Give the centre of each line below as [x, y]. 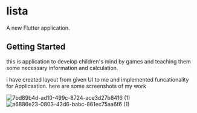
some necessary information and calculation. [62, 68]
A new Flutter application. [38, 28]
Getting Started [36, 47]
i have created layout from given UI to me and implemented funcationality [98, 79]
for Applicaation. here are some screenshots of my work [76, 86]
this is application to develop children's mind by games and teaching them [99, 61]
